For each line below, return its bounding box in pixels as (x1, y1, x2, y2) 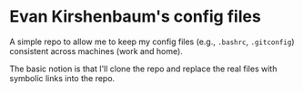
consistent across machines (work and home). (9, 45, 184, 56)
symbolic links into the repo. (9, 72, 116, 83)
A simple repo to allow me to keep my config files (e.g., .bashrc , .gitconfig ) (9, 36, 295, 47)
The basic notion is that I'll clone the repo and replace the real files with (9, 63, 278, 74)
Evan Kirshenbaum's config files (9, 6, 261, 27)
